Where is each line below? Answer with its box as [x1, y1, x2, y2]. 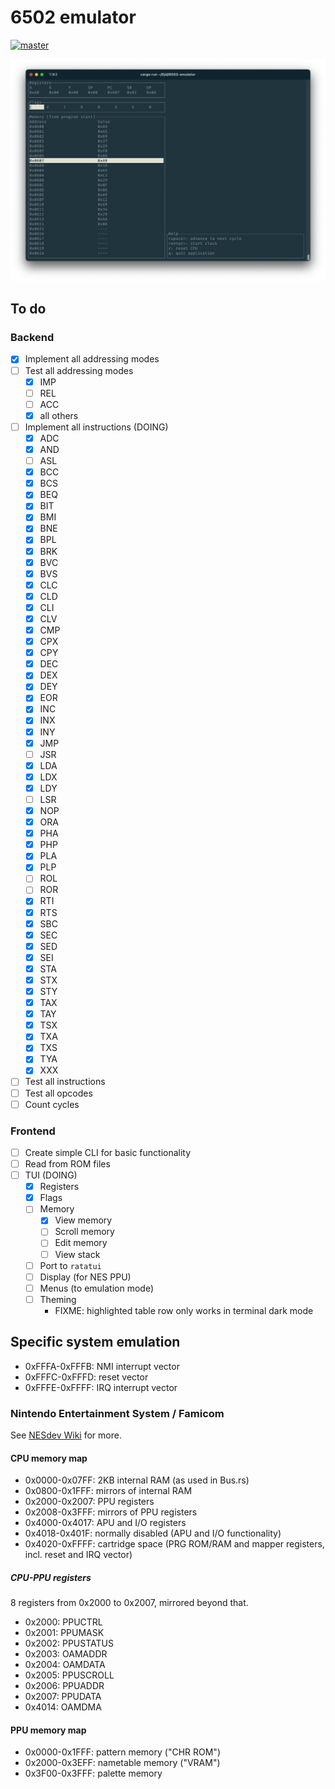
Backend [10, 331, 55, 345]
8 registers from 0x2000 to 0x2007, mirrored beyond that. [10, 1597, 249, 1609]
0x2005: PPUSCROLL [24, 1669, 115, 1681]
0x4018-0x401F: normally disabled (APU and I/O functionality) [24, 1527, 282, 1540]
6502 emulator [10, 6, 137, 29]
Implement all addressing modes [24, 353, 160, 365]
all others [39, 409, 79, 421]
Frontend [10, 1124, 56, 1138]
